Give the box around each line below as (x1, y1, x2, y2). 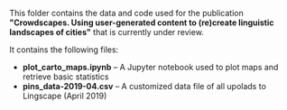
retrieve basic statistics (22, 71, 109, 82)
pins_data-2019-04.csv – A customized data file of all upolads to (22, 81, 266, 91)
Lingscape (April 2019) (22, 90, 107, 101)
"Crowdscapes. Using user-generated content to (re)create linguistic (9, 17, 274, 28)
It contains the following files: (9, 44, 119, 55)
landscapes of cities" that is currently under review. (9, 27, 205, 37)
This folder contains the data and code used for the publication (9, 8, 244, 18)
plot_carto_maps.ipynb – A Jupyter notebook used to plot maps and (22, 62, 279, 72)
